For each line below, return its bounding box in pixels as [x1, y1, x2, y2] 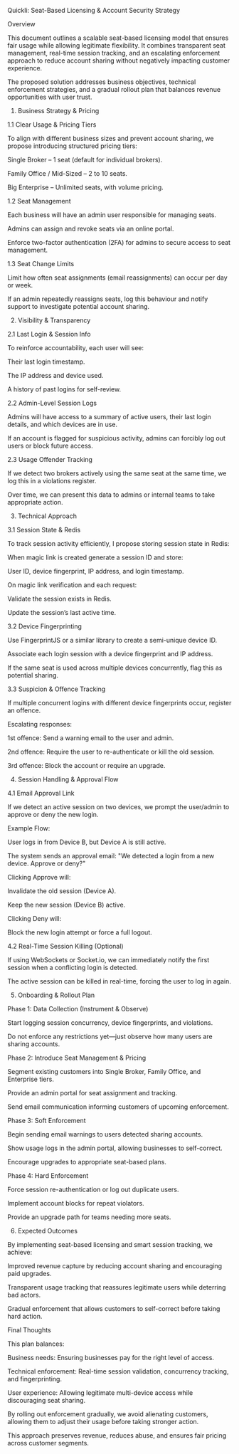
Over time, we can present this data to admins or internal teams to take [7, 490, 216, 499]
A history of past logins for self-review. [7, 385, 122, 394]
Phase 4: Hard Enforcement [7, 1171, 89, 1180]
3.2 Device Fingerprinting [7, 622, 82, 631]
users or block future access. [7, 441, 94, 450]
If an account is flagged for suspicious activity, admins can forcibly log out [7, 434, 226, 442]
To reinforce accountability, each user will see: [7, 344, 144, 352]
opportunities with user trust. [7, 93, 92, 101]
